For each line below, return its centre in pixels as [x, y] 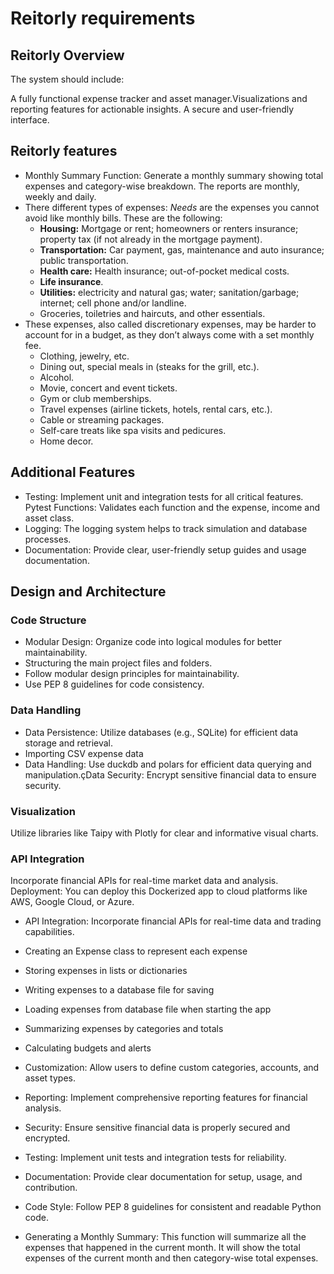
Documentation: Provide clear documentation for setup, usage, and [163, 1177]
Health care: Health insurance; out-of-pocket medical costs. [164, 271]
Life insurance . [71, 281]
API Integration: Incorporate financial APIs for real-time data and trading [173, 921]
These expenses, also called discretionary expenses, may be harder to [170, 324]
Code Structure [48, 620]
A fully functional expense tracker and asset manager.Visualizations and [159, 98]
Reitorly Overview [67, 55]
